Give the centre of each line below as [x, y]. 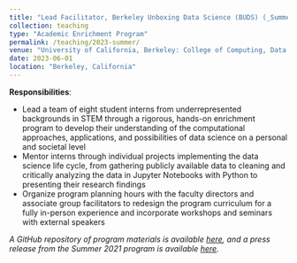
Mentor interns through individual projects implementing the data [140, 156]
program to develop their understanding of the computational [133, 128]
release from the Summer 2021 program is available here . [114, 248]
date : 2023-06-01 [41, 58]
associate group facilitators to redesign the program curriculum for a [147, 203]
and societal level [54, 146]
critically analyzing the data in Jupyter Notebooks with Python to [140, 174]
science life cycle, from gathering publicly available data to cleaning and [153, 166]
